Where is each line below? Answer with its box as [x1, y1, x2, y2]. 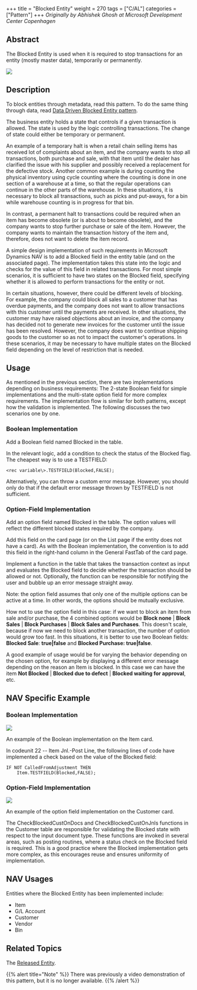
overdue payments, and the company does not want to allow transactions [6, 302, 185, 309]
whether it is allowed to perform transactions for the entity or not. [6, 278, 165, 285]
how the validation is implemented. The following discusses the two [6, 404, 170, 411]
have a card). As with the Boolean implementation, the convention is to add [6, 543, 189, 550]
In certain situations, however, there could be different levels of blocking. [6, 289, 183, 297]
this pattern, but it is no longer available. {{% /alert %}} [6, 977, 140, 984]
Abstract [6, 35, 40, 45]
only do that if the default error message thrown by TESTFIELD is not [6, 484, 174, 491]
